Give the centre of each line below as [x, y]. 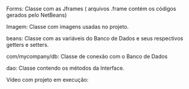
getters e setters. [28, 45]
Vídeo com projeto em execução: [47, 80]
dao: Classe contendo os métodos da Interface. [66, 68]
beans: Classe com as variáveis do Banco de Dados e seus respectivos [95, 38]
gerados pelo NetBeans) [37, 15]
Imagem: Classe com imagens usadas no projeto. [68, 27]
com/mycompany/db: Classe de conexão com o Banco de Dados [87, 56]
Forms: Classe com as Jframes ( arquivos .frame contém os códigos [91, 9]
